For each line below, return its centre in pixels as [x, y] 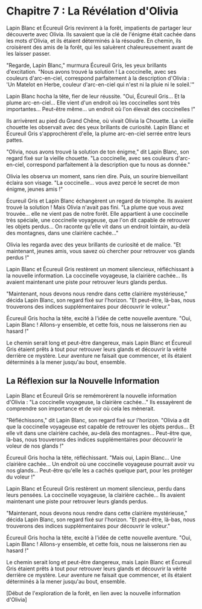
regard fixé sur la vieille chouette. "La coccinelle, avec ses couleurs [90, 158]
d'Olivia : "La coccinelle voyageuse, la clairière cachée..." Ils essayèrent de [99, 402]
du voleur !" [21, 477]
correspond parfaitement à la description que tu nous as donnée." [108, 164]
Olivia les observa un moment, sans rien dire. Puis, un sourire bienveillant [97, 176]
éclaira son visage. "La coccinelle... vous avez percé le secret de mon [93, 182]
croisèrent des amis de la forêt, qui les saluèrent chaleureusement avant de [100, 47]
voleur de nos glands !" [35, 446]
